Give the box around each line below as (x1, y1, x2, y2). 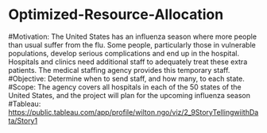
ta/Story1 (8, 116, 38, 125)
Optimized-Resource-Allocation (8, 6, 224, 24)
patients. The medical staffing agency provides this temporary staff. (8, 65, 230, 74)
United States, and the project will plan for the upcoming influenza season (8, 90, 251, 100)
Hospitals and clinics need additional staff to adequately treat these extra (8, 57, 248, 66)
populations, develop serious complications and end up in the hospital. (8, 48, 240, 58)
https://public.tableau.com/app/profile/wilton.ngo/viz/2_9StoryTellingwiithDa (8, 107, 259, 116)
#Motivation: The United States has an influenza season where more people (8, 32, 257, 41)
